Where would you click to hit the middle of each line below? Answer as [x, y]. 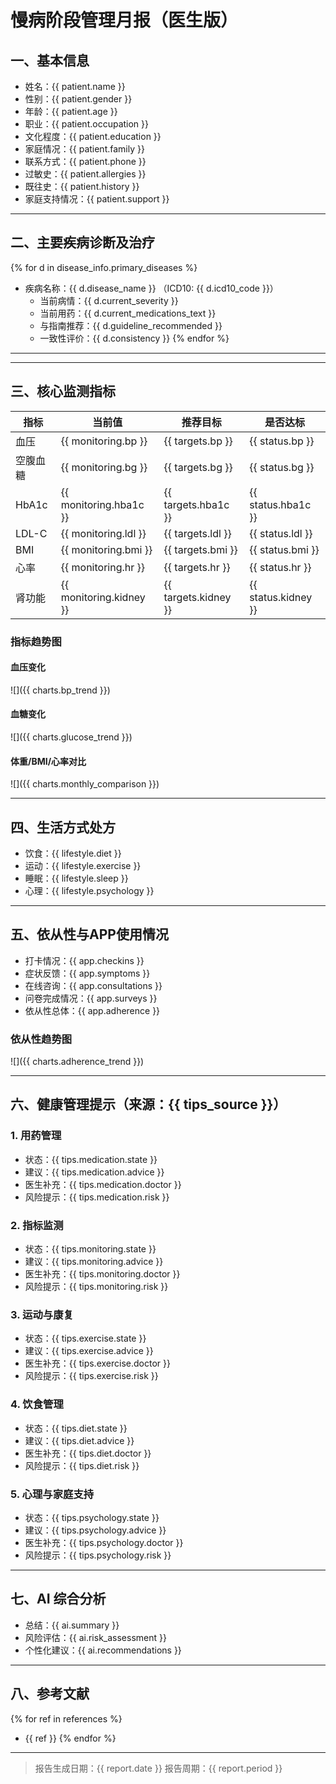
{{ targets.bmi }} [200, 549]
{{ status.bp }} [282, 441]
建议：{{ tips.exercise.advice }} [89, 1351]
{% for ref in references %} [66, 1718]
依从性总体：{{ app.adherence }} [92, 1010]
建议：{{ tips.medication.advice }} [94, 1172]
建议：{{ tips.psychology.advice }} [95, 1530]
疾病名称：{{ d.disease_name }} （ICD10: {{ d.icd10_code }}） [151, 288]
